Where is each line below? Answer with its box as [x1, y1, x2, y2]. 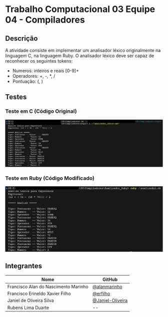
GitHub [102, 276, 118, 282]
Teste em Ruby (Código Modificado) [5, 174, 95, 181]
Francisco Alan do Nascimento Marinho [7, 283, 88, 289]
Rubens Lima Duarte [7, 304, 49, 310]
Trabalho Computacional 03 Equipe [5, 4, 155, 15]
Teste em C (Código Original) [5, 108, 77, 115]
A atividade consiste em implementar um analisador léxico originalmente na [5, 48, 161, 53]
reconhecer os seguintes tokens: [5, 58, 73, 64]
